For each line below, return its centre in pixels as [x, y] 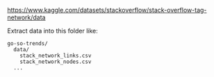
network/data [26, 17]
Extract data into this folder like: [53, 31]
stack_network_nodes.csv [56, 62]
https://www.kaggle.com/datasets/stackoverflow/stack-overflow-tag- [107, 10]
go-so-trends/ [28, 44]
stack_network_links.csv [56, 55]
